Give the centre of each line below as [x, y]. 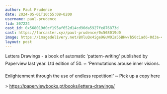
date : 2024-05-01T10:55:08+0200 [39, 14]
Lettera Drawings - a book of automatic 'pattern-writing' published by [77, 56]
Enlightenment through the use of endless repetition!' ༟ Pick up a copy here [83, 76]
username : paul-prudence [31, 19]
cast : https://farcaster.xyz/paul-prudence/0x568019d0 [63, 33]
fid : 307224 [17, 23]
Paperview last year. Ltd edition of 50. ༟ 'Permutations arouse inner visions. [83, 63]
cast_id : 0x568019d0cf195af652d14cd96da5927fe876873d [62, 28]
